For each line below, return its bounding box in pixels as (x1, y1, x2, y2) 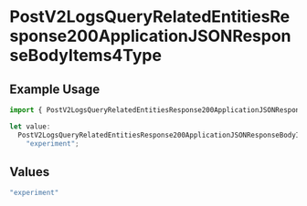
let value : (9, 121, 51, 131)
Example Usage (9, 81, 101, 97)
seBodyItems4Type (9, 46, 163, 66)
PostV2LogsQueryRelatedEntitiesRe (9, 6, 291, 27)
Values (9, 164, 50, 180)
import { (9, 106, 43, 115)
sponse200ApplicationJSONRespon (9, 26, 291, 46)
